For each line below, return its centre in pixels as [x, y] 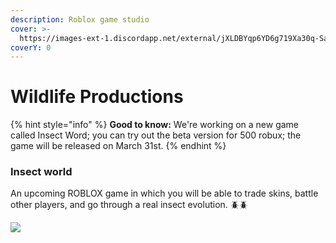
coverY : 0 [31, 47]
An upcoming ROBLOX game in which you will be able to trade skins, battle [164, 193]
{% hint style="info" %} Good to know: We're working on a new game [155, 125]
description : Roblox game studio [80, 19]
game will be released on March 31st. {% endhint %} [118, 146]
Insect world [41, 172]
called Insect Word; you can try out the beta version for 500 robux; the [156, 135]
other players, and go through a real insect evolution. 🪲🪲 [129, 205]
